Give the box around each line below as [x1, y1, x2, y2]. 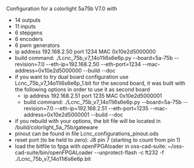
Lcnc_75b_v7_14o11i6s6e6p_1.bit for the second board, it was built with [14, 80, 186, 87]
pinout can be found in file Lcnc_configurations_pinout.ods [14, 130, 159, 137]
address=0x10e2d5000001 [23, 111, 90, 118]
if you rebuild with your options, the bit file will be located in [14, 118, 161, 124]
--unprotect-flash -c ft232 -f [94, 149, 164, 156]
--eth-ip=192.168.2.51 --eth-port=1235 [55, 105, 149, 112]
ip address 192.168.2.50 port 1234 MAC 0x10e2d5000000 [14, 48, 156, 55]
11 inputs [14, 23, 36, 30]
